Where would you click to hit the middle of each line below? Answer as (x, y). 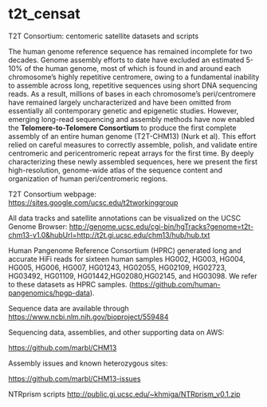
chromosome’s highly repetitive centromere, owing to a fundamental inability (134, 77)
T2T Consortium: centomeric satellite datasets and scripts (104, 36)
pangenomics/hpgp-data (49, 293)
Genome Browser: (38, 226)
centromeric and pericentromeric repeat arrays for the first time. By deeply (131, 153)
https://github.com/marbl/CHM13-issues (75, 378)
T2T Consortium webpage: (53, 194)
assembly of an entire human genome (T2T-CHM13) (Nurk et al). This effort (132, 136)
